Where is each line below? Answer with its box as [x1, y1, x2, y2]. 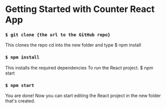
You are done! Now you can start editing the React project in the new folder [5, 92, 161, 98]
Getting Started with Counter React [5, 3, 155, 15]
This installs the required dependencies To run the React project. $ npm [5, 64, 154, 70]
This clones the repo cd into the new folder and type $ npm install [5, 42, 141, 48]
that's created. [5, 98, 36, 104]
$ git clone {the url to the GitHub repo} [5, 32, 110, 38]
